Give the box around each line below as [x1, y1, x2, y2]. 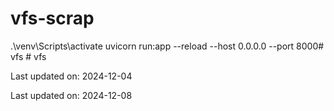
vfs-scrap [10, 7, 95, 30]
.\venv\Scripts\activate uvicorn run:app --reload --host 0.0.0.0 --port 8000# [10, 40, 325, 52]
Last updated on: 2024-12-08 [10, 89, 133, 101]
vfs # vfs [10, 50, 47, 62]
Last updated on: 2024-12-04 [10, 70, 133, 82]
